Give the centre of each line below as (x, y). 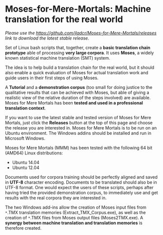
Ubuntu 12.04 (26, 168)
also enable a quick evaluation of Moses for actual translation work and (77, 72)
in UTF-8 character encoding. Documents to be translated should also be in (81, 182)
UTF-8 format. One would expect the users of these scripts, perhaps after (79, 187)
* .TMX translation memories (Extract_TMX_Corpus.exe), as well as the (75, 212)
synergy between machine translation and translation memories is (74, 223)
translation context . (25, 108)
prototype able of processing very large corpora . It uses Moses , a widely (80, 53)
